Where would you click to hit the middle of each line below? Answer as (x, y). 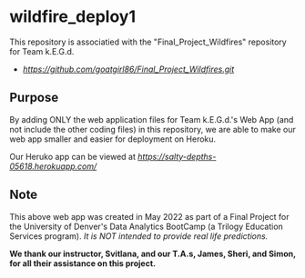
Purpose (34, 98)
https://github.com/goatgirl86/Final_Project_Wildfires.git (128, 69)
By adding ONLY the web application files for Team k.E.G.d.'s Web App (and (152, 119)
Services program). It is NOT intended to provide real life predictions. (139, 236)
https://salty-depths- (177, 156)
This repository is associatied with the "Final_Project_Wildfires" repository (148, 42)
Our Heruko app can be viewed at (73, 156)
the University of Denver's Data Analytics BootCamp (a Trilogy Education (147, 226)
